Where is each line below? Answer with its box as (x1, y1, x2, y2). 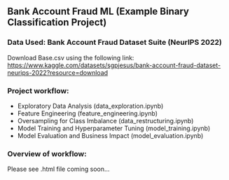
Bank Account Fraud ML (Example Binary (7, 6, 189, 18)
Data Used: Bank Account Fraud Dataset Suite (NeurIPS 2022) (7, 38, 222, 48)
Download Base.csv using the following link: (7, 53, 134, 62)
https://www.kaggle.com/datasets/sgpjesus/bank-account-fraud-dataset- (7, 61, 221, 69)
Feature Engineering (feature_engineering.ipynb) (17, 109, 158, 118)
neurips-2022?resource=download (7, 68, 109, 76)
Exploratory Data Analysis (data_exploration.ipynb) (17, 102, 164, 110)
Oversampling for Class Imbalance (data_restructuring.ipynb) (17, 116, 194, 125)
